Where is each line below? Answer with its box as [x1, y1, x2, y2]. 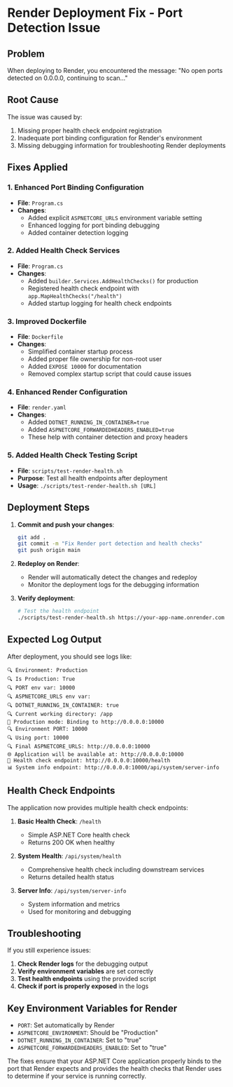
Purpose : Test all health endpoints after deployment [17, 473, 168, 482]
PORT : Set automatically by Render [17, 1021, 115, 1029]
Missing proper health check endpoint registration [17, 126, 162, 135]
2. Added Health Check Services [7, 245, 120, 255]
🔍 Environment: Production [7, 666, 88, 674]
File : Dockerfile [17, 332, 64, 341]
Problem [7, 48, 45, 60]
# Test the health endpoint [17, 608, 99, 615]
